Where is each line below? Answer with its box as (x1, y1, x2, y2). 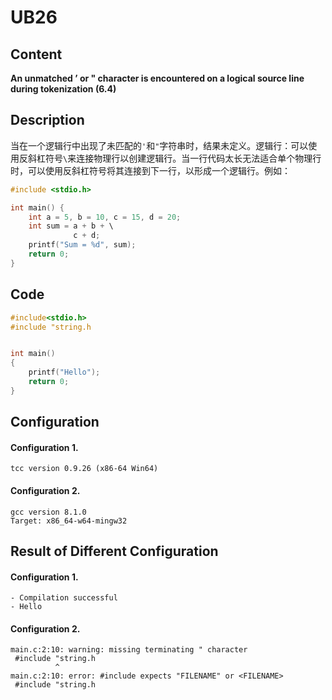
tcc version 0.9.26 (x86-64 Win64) (10, 464, 159, 474)
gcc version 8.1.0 (10, 507, 87, 517)
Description (10, 112, 85, 129)
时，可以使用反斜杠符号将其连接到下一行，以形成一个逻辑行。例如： (10, 164, 291, 176)
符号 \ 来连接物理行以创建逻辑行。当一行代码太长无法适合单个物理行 (44, 152, 322, 164)
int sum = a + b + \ (28, 221, 114, 231)
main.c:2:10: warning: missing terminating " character (10, 645, 248, 655)
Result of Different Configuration (10, 542, 219, 560)
